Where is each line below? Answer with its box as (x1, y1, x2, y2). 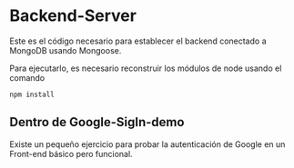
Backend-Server (9, 5, 137, 26)
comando (9, 72, 46, 83)
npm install (9, 90, 55, 99)
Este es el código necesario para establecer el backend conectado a (9, 35, 267, 46)
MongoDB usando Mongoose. (9, 44, 122, 55)
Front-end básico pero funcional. (9, 148, 134, 159)
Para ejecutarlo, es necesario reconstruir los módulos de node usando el (9, 63, 282, 74)
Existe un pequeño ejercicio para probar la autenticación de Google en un (9, 138, 286, 150)
